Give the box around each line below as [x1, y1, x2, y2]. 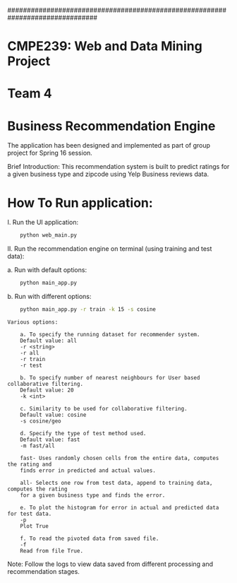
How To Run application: [7, 194, 153, 211]
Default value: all [20, 337, 78, 344]
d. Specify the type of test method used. [20, 430, 147, 437]
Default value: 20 [20, 387, 74, 394]
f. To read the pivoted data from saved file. [20, 535, 159, 542]
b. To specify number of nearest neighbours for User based [20, 374, 200, 381]
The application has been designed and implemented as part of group [7, 141, 210, 150]
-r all [20, 349, 39, 356]
